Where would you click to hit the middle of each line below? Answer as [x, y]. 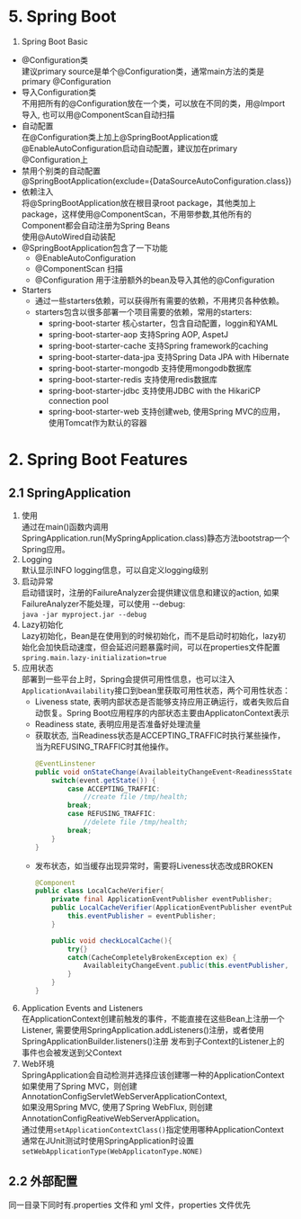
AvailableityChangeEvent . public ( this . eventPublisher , [186, 966]
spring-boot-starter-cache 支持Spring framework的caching [158, 345]
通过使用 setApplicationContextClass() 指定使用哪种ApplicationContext [153, 1129]
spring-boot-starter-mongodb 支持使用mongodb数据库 [150, 368]
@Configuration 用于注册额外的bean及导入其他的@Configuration [155, 280]
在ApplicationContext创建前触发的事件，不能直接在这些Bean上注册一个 [153, 1018]
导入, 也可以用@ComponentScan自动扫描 [98, 114]
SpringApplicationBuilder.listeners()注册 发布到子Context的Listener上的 [153, 1041]
